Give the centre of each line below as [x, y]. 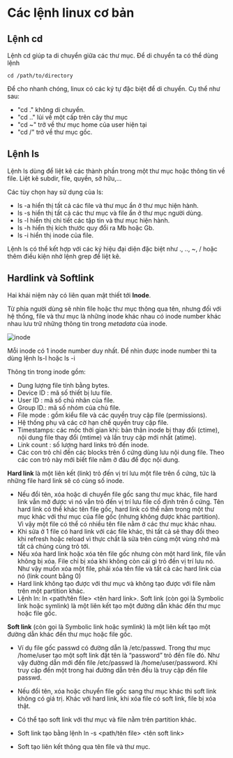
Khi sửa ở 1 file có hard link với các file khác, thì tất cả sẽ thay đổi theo [118, 531]
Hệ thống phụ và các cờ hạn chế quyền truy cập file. [93, 422]
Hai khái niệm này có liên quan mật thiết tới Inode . [79, 295]
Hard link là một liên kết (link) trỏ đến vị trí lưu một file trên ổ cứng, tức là [112, 473]
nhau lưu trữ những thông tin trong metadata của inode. [87, 323]
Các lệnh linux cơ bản [71, 13]
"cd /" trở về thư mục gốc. [55, 132]
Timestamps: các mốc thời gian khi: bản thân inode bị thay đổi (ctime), [118, 430]
